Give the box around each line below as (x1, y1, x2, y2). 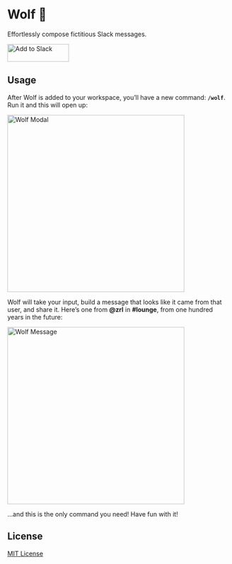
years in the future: (7, 312, 63, 321)
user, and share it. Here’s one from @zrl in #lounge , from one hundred (7, 305, 214, 314)
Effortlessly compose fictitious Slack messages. (7, 30, 147, 38)
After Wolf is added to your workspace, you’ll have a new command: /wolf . (7, 93, 226, 101)
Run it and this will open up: (7, 101, 88, 109)
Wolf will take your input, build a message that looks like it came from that (7, 298, 222, 306)
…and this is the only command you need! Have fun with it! (7, 509, 178, 518)
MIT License (7, 549, 44, 558)
